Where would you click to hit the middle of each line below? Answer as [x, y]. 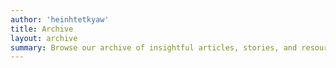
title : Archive [42, 29]
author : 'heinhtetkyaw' [60, 19]
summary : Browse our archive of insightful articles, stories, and [154, 47]
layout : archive [44, 38]
